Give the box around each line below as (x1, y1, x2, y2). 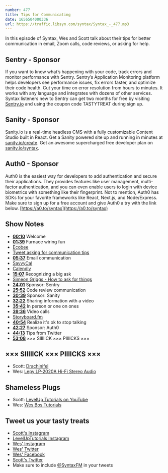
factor (5, 184, 18, 190)
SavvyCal (12, 260, 33, 266)
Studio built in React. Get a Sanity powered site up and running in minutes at (5, 134, 163, 140)
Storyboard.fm (12, 313, 43, 320)
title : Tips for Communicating (5, 12, 71, 17)
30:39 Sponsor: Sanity (12, 292, 60, 298)
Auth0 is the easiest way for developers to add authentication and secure (5, 173, 157, 179)
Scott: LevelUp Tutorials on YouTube (12, 397, 88, 403)
